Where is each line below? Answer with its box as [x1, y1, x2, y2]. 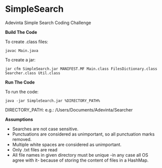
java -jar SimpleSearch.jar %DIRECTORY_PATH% [5, 98, 100, 103]
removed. [12, 136, 32, 142]
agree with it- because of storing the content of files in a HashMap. [12, 157, 149, 163]
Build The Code [5, 29, 37, 35]
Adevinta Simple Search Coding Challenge [5, 20, 91, 26]
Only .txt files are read [12, 146, 58, 153]
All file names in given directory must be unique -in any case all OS [12, 152, 149, 158]
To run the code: [5, 88, 39, 94]
